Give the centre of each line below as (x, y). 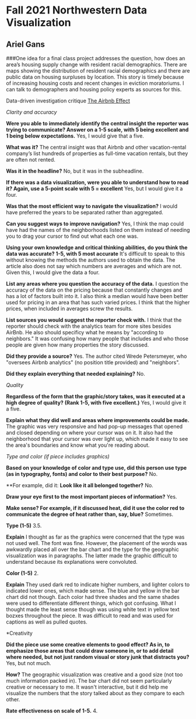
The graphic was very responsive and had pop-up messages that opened (94, 426)
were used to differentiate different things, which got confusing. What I (91, 603)
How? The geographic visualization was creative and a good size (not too (94, 675)
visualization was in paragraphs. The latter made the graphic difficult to (92, 556)
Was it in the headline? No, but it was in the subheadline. (75, 171)
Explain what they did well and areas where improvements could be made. (98, 420)
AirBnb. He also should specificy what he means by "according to (85, 332)
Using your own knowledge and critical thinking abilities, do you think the (97, 247)
